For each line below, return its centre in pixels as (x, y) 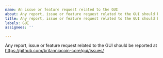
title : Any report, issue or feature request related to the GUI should (80, 18)
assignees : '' (19, 28)
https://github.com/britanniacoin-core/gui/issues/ (55, 51)
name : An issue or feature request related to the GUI (62, 9)
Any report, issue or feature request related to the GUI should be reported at (81, 45)
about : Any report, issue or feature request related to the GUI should (80, 14)
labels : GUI (17, 23)
